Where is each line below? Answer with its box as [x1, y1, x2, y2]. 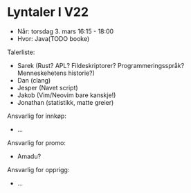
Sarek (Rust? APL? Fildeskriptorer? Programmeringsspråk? [17, 61, 185, 69]
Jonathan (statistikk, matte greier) [17, 98, 114, 106]
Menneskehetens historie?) [17, 69, 95, 77]
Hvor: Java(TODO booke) [17, 34, 90, 42]
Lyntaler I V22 [7, 4, 89, 20]
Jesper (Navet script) [17, 83, 78, 92]
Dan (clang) [17, 76, 51, 84]
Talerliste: [7, 48, 35, 56]
